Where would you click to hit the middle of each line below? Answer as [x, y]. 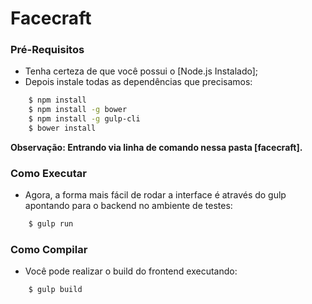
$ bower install [62, 128]
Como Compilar [49, 250]
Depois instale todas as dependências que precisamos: [138, 82]
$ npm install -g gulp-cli [84, 119]
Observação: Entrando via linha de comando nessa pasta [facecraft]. [156, 147]
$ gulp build [55, 290]
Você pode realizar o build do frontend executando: [131, 271]
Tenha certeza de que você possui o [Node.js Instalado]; [141, 71]
